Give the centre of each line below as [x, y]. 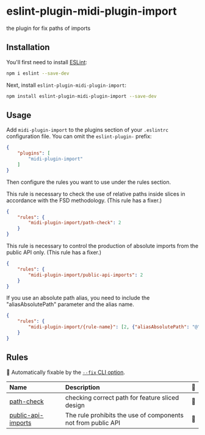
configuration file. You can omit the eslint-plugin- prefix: [79, 136]
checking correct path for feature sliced [122, 397]
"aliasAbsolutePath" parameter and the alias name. [70, 304]
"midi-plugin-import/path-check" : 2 [75, 223]
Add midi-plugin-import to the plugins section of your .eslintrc [88, 130]
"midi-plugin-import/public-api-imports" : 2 [86, 275]
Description [82, 387]
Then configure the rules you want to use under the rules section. [89, 182]
